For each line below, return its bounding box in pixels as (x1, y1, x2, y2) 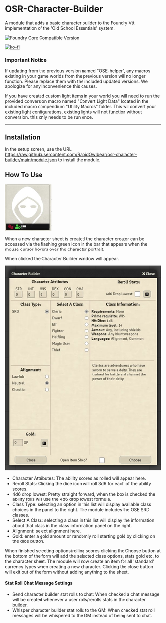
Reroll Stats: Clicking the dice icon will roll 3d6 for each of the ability (12, 481, 152, 487)
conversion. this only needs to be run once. (5, 114, 93, 120)
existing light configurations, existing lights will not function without (5, 109, 142, 115)
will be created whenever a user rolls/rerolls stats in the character (12, 596, 146, 602)
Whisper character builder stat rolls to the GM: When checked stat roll (12, 607, 155, 613)
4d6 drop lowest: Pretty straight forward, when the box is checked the (12, 491, 156, 497)
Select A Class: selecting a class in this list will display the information (12, 517, 155, 523)
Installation (5, 133, 41, 141)
